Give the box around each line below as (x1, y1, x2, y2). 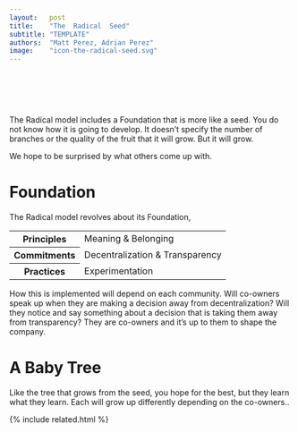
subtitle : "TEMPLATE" (9, 30, 90, 38)
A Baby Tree (9, 358, 102, 378)
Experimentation (83, 265, 154, 277)
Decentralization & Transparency (83, 249, 222, 260)
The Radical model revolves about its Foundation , (9, 212, 192, 222)
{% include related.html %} (9, 413, 109, 425)
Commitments (13, 250, 76, 261)
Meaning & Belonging (83, 233, 175, 245)
